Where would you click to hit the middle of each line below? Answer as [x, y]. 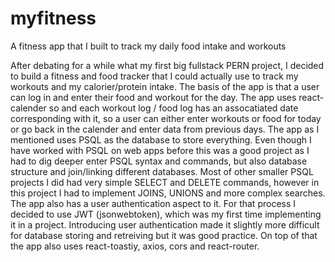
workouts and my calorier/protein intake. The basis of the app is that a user [165, 86]
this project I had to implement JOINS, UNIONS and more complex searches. [168, 193]
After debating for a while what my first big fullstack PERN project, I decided [167, 65]
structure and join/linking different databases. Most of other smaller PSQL [162, 171]
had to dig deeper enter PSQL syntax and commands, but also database [159, 161]
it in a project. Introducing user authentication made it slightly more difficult [165, 224]
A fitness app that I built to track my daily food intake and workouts [148, 46]
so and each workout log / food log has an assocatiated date [173, 108]
